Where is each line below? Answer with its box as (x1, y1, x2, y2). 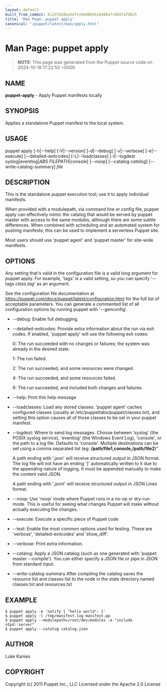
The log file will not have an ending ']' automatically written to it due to (12, 460, 157, 467)
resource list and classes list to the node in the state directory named (12, 576, 155, 582)
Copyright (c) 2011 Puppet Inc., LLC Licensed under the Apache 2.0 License (5, 681, 161, 687)
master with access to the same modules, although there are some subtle (5, 217, 156, 223)
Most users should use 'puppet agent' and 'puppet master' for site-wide (5, 237, 154, 243)
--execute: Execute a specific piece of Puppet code (12, 516, 119, 522)
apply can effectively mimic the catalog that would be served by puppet (5, 212, 153, 218)
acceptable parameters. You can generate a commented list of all (5, 301, 140, 307)
